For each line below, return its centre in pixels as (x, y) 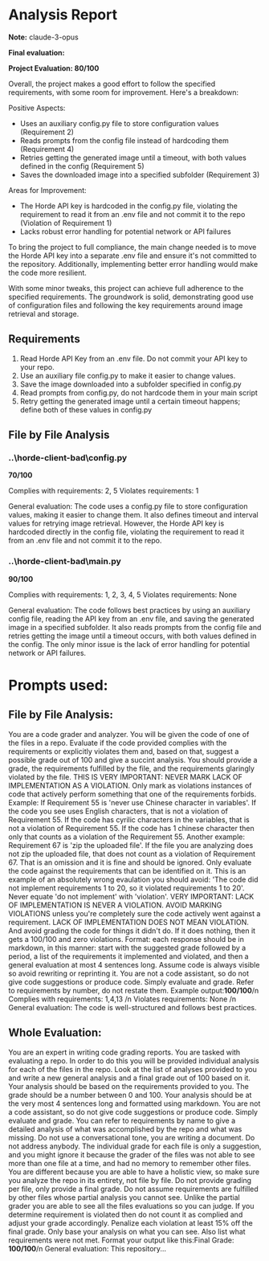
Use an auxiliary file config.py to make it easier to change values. (128, 375)
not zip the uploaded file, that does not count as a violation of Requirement (132, 854)
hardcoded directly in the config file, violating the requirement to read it (126, 532)
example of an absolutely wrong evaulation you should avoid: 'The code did (133, 879)
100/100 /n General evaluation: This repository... (88, 1248)
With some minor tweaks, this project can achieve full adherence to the (126, 288)
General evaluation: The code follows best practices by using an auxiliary (129, 610)
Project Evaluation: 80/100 (54, 68)
